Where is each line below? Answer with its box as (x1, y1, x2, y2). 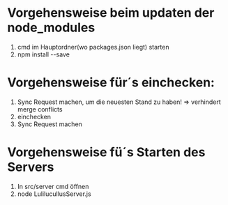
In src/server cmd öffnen (17, 182, 89, 190)
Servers (7, 159, 54, 175)
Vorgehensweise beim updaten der (7, 5, 215, 21)
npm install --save (17, 50, 70, 59)
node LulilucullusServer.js (17, 190, 92, 198)
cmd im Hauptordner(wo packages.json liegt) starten (17, 43, 169, 51)
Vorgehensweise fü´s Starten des (7, 144, 206, 160)
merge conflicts (17, 105, 63, 113)
